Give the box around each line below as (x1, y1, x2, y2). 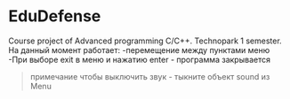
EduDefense (8, 6, 101, 27)
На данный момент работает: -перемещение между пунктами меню (8, 44, 270, 55)
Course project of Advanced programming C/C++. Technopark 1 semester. (8, 35, 282, 46)
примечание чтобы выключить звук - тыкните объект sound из (29, 71, 270, 81)
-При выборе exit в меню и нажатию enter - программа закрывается (8, 54, 270, 65)
